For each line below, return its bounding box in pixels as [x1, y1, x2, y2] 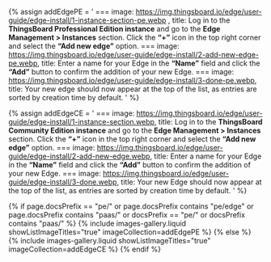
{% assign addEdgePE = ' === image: [8, 7, 134, 16]
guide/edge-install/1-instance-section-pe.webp [8, 15, 167, 25]
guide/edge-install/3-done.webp [8, 177, 117, 187]
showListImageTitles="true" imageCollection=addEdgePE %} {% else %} [8, 227, 252, 237]
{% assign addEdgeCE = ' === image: [8, 108, 135, 118]
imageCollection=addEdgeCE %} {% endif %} [8, 244, 162, 254]
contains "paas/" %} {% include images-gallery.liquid [8, 218, 187, 228]
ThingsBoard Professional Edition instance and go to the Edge [8, 24, 221, 33]
